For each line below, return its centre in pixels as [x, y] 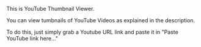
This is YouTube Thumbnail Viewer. [50, 9]
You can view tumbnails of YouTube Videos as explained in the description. [101, 20]
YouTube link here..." [32, 38]
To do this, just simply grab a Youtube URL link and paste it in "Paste [92, 32]
